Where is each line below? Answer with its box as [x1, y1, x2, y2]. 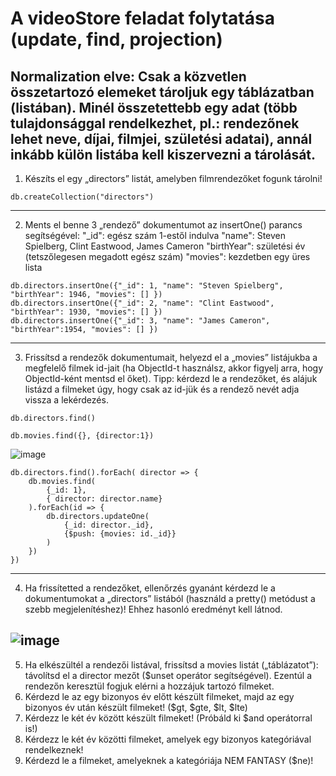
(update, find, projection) [10, 28, 223, 51]
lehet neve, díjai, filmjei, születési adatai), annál [10, 130, 313, 147]
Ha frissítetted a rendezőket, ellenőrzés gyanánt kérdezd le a [24, 582, 276, 594]
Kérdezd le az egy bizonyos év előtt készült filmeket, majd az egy [24, 690, 295, 702]
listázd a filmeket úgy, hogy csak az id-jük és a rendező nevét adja [24, 383, 300, 395]
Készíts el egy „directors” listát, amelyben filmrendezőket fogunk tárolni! [24, 173, 323, 184]
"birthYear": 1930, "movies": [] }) [10, 307, 163, 317]
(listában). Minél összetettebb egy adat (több [10, 99, 298, 116]
